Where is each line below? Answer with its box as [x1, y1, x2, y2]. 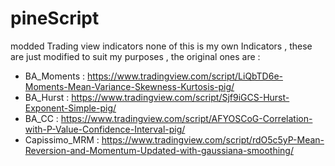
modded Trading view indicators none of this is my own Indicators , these [10, 40, 313, 52]
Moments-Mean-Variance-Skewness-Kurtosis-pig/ [24, 80, 235, 92]
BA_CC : [24, 112, 59, 124]
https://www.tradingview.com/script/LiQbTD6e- [86, 70, 284, 82]
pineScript [10, 7, 100, 30]
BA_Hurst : [24, 91, 70, 103]
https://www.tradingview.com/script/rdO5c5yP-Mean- [101, 133, 325, 146]
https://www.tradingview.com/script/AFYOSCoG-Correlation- [60, 112, 313, 124]
